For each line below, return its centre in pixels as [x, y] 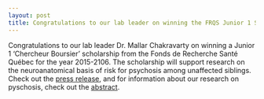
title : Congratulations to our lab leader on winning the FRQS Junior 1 [130, 23]
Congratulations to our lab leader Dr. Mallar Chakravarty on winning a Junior [132, 45]
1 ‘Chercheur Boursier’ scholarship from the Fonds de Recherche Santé [123, 53]
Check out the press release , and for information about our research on [124, 79]
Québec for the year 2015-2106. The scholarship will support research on [126, 62]
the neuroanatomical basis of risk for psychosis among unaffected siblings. [130, 70]
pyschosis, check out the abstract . [64, 86]
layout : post [29, 15]
